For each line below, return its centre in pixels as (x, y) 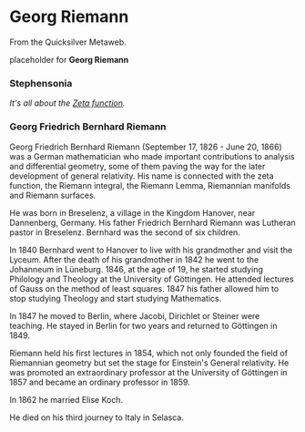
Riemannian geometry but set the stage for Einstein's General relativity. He (149, 363)
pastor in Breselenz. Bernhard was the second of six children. (125, 232)
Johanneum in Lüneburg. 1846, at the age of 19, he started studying (137, 269)
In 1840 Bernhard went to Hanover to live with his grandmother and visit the (151, 250)
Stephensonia (41, 83)
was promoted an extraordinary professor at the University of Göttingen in (148, 372)
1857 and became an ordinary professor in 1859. (100, 382)
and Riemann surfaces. (53, 195)
